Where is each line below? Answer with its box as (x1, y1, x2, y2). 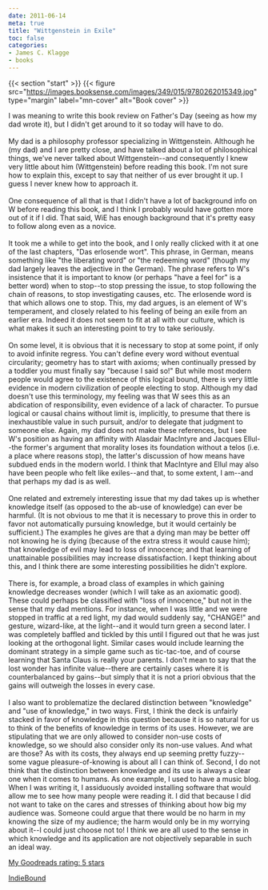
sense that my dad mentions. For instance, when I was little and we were (8, 603, 248, 613)
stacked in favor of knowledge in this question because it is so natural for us (8, 714, 260, 724)
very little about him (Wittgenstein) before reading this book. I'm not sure (8, 162, 248, 171)
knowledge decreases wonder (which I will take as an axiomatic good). (8, 587, 242, 596)
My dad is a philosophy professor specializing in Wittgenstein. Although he (8, 136, 255, 146)
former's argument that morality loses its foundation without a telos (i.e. (23, 442, 260, 452)
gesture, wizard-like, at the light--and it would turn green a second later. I (8, 621, 250, 631)
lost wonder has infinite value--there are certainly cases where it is (8, 663, 230, 673)
